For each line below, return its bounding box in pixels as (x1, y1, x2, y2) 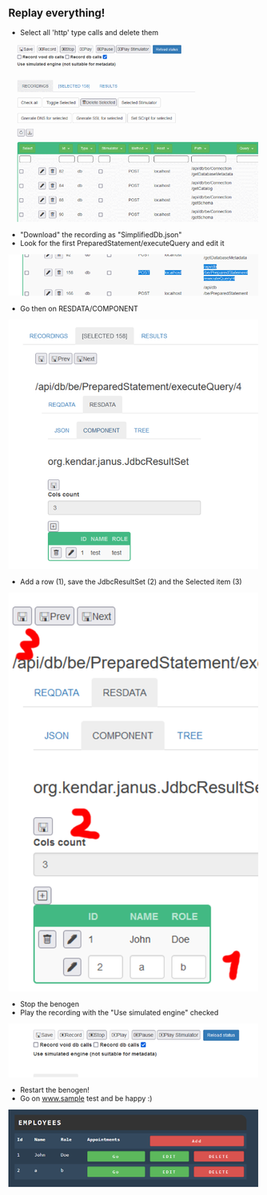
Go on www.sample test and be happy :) (19, 1094, 153, 1103)
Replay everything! (8, 6, 106, 20)
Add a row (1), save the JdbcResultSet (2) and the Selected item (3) (19, 577, 242, 586)
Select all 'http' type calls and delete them (19, 27, 158, 37)
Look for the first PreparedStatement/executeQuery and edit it (19, 238, 225, 248)
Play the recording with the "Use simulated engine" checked (19, 1008, 219, 1018)
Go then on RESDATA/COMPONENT (19, 304, 138, 314)
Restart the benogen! (19, 1085, 90, 1094)
